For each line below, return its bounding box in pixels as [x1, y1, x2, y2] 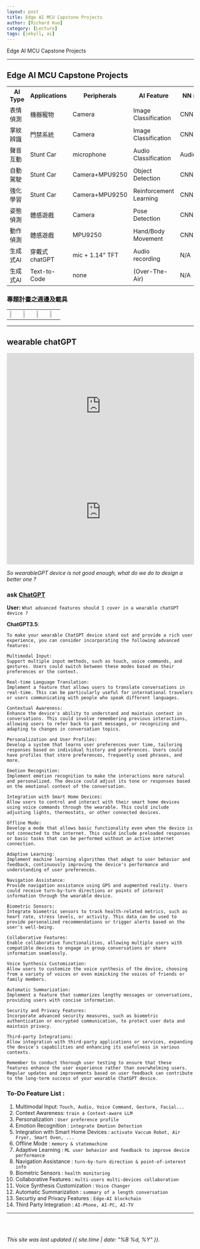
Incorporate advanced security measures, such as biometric [7, 1013, 159, 1019]
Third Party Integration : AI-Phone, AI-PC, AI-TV [15, 1201, 134, 1208]
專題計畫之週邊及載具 [7, 295, 68, 303]
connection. [7, 841, 36, 847]
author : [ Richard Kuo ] [7, 20, 63, 26]
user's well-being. [7, 924, 55, 930]
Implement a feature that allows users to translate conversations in [7, 685, 185, 691]
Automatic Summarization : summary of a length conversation [15, 1188, 169, 1195]
